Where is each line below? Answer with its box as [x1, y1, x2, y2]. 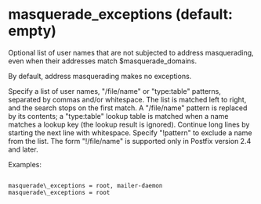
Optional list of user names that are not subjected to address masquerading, [8, 48, 254, 57]
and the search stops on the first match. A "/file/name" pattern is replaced [8, 103, 248, 113]
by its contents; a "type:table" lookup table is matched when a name [8, 111, 229, 120]
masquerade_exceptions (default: [8, 5, 234, 23]
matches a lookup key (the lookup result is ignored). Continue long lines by [8, 120, 250, 129]
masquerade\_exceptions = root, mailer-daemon [8, 181, 163, 189]
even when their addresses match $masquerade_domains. [8, 56, 198, 66]
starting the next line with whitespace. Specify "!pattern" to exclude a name [8, 127, 252, 138]
